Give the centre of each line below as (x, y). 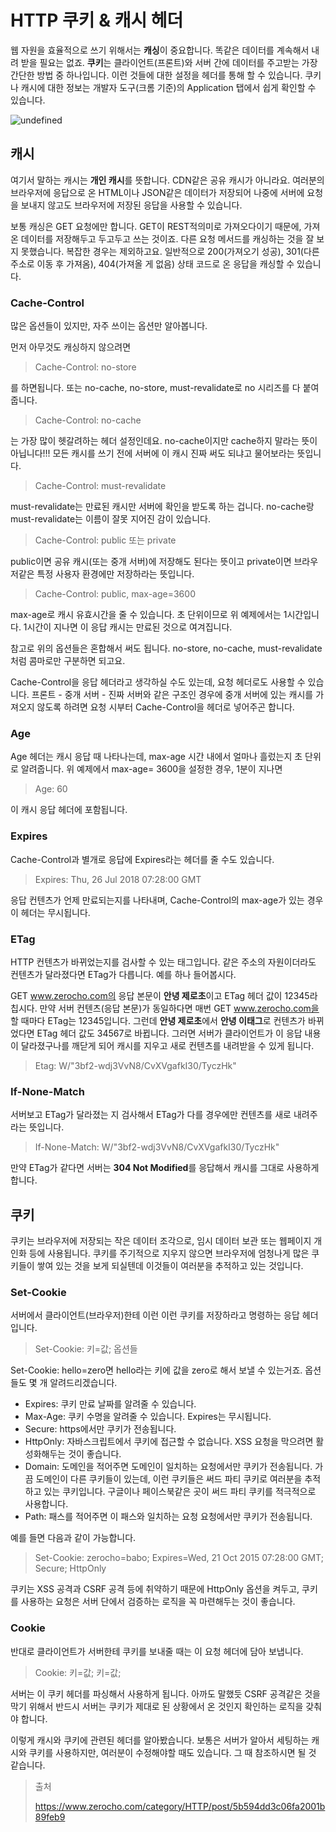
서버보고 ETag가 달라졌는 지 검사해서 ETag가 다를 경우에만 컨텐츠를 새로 (151, 1115)
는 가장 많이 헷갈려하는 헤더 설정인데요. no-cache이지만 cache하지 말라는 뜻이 (164, 441)
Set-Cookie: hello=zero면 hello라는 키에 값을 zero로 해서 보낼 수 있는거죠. (156, 1370)
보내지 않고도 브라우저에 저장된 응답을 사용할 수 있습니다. (131, 205)
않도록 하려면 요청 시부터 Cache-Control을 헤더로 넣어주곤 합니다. (165, 707)
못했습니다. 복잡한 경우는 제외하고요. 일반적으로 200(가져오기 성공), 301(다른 (170, 251)
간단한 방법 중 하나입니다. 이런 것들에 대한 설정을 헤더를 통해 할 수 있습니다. (156, 75)
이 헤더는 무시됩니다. (50, 912)
